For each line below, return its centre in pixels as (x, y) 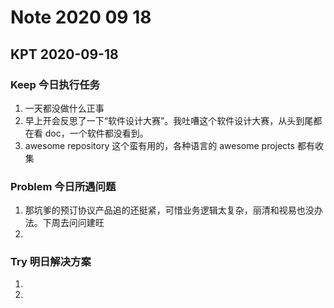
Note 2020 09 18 (81, 17)
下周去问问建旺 (73, 223)
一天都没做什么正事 (64, 108)
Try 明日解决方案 (51, 262)
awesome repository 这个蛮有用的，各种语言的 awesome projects (159, 145)
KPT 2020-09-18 (64, 54)
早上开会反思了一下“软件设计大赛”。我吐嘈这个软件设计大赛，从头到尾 (169, 120)
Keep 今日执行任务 (55, 84)
